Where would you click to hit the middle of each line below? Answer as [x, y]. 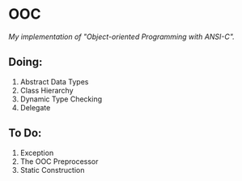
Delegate [35, 107]
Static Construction [52, 170]
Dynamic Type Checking [61, 99]
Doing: [25, 62]
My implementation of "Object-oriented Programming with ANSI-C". [121, 37]
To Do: [25, 134]
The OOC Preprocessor [59, 161]
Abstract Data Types [54, 81]
